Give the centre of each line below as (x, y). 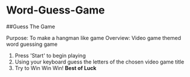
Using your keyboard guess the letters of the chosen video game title (99, 62)
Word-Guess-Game (56, 10)
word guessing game (32, 44)
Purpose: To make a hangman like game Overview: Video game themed (94, 38)
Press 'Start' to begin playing (50, 55)
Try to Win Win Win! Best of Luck (56, 68)
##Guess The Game (31, 26)
